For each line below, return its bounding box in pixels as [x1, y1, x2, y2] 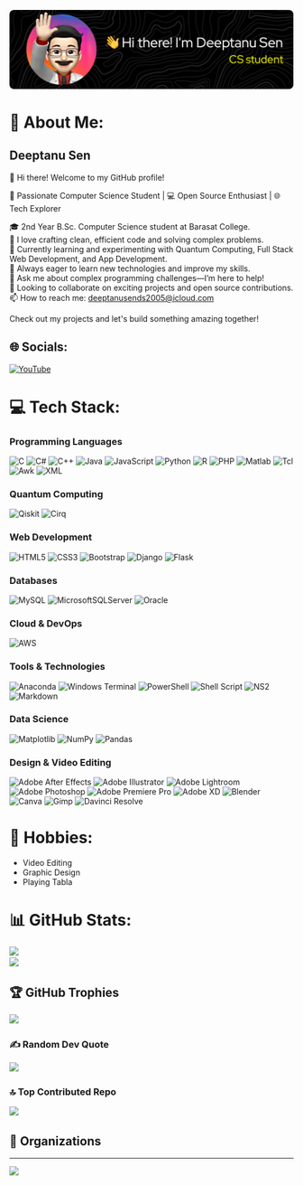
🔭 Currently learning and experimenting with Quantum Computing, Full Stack [9, 243, 294, 254]
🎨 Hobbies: [9, 828, 93, 848]
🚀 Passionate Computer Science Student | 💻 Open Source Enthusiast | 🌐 [9, 190, 281, 201]
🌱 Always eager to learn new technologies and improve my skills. [9, 263, 251, 274]
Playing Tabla [22, 877, 73, 888]
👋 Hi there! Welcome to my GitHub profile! [9, 172, 165, 183]
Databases [9, 574, 58, 587]
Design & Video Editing [9, 756, 112, 768]
